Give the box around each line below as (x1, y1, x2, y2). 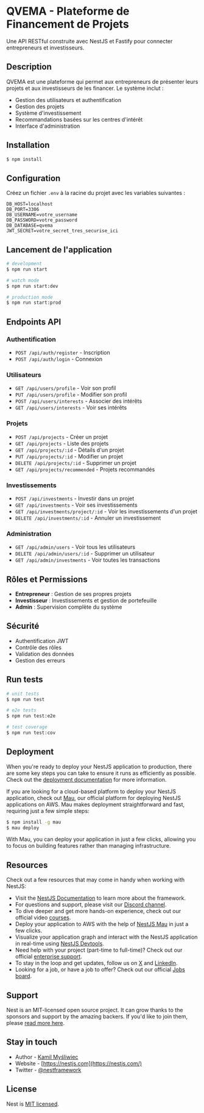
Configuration (6, 173, 61, 183)
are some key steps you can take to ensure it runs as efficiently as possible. (6, 769, 197, 777)
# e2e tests (6, 707, 37, 713)
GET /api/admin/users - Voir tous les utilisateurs (15, 543, 136, 551)
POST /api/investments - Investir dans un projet (15, 494, 135, 502)
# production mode (6, 294, 53, 300)
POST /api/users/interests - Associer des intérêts (15, 397, 142, 405)
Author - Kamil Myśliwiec (15, 1053, 79, 1060)
